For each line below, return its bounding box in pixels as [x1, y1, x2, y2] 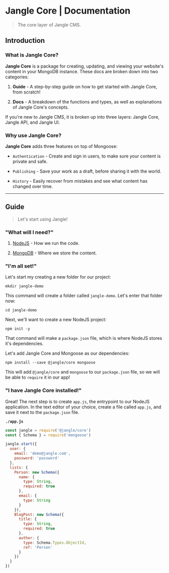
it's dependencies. [5, 341, 44, 347]
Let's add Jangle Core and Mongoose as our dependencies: [5, 350, 130, 356]
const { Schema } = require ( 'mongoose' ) [5, 432, 92, 438]
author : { [18, 535, 39, 540]
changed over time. [12, 183, 53, 189]
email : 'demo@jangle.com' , [14, 451, 71, 456]
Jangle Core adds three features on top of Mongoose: [5, 143, 118, 149]
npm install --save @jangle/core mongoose [5, 360, 96, 366]
